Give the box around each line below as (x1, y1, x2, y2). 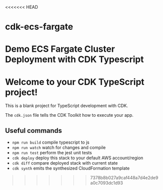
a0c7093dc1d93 (90, 180, 123, 186)
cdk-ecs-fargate (5, 21, 73, 32)
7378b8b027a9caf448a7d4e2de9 (90, 175, 159, 181)
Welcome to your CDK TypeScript (5, 76, 144, 87)
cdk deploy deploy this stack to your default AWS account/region (12, 155, 143, 161)
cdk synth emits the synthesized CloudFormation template (12, 166, 130, 171)
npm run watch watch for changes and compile (12, 145, 106, 150)
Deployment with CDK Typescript (5, 54, 144, 65)
